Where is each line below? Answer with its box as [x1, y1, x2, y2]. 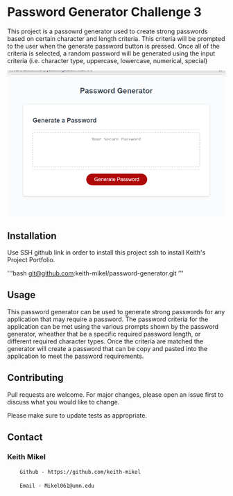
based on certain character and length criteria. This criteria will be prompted [7, 34, 225, 42]
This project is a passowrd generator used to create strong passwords [7, 27, 208, 35]
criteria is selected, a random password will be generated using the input [7, 49, 216, 58]
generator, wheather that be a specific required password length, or [7, 330, 201, 338]
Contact [7, 431, 43, 443]
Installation [7, 230, 57, 241]
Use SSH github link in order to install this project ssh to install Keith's [7, 248, 206, 257]
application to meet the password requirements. [7, 352, 144, 360]
